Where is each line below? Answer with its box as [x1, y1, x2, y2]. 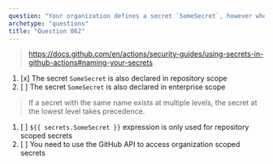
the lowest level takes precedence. [28, 106, 145, 116]
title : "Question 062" [8, 27, 85, 35]
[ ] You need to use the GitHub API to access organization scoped [19, 140, 240, 149]
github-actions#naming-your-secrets [28, 58, 153, 67]
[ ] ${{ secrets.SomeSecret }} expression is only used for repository [19, 123, 249, 132]
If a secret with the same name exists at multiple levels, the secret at [28, 98, 258, 108]
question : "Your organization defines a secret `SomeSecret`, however [8, 11, 253, 20]
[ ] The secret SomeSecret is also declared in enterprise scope [19, 82, 226, 92]
